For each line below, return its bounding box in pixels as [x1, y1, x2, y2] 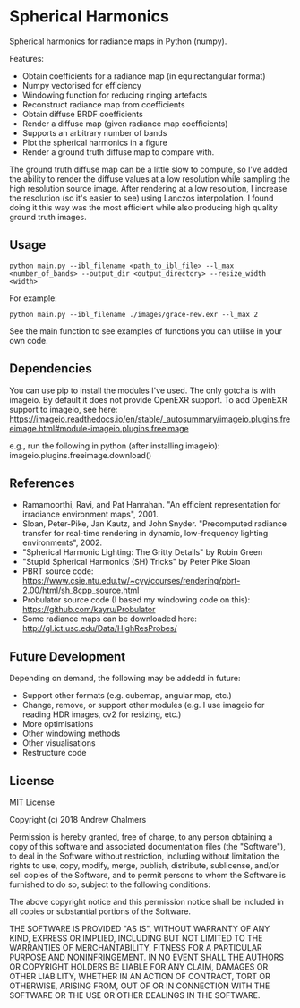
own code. [9, 335, 48, 346]
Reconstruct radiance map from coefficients [21, 98, 185, 109]
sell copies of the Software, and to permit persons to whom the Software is [9, 870, 287, 880]
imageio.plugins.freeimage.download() [9, 449, 152, 460]
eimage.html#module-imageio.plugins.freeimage [9, 423, 190, 433]
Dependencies [9, 361, 92, 377]
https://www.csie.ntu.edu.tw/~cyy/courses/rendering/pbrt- [21, 576, 241, 586]
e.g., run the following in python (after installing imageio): [9, 440, 220, 451]
